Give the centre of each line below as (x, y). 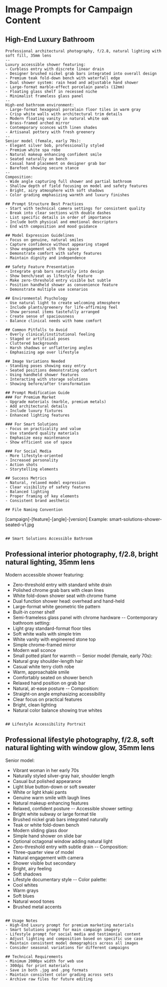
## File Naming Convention (34, 510)
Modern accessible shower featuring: (45, 574)
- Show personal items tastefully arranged (53, 312)
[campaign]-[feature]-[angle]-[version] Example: (57, 519)
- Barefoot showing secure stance (42, 168)
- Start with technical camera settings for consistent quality (75, 209)
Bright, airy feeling (32, 868)
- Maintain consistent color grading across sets (59, 975)
